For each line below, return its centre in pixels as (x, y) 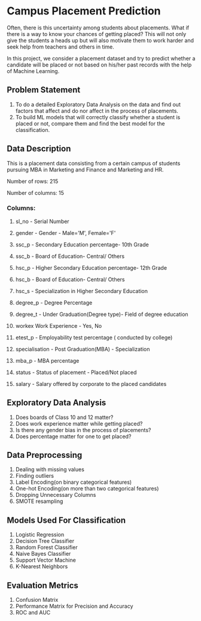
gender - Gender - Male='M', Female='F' (66, 233)
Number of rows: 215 (33, 181)
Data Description (39, 149)
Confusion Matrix (37, 600)
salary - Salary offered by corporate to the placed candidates (91, 384)
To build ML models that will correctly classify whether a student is (98, 117)
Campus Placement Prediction (84, 11)
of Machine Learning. (33, 71)
